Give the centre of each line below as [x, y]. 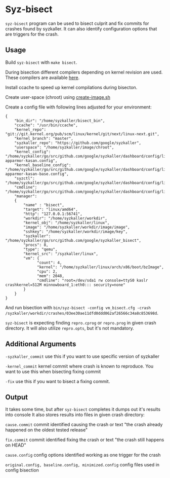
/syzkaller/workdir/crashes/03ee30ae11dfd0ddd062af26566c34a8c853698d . [82, 313]
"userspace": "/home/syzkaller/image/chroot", [64, 147]
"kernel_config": [33, 152]
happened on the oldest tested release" [47, 430]
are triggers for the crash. [32, 34]
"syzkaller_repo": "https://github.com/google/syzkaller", [78, 143]
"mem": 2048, [51, 276]
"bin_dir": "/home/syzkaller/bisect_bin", [60, 121]
